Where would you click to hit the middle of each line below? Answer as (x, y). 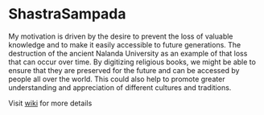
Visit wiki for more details (50, 103)
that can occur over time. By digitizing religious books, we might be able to (132, 62)
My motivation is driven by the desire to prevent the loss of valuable (121, 36)
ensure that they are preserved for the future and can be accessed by (124, 70)
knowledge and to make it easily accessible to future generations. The (125, 44)
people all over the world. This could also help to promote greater (117, 79)
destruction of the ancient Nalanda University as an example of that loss (128, 53)
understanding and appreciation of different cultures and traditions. (120, 87)
